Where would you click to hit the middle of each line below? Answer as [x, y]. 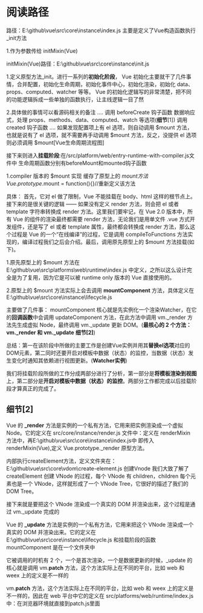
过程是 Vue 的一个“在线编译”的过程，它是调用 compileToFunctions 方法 [99, 234]
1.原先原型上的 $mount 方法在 [43, 262]
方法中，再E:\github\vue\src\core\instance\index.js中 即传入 [80, 440]
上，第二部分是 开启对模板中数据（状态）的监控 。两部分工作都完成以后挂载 [99, 381]
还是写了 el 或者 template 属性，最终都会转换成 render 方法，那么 [108, 226]
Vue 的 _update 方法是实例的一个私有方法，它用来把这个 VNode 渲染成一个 [100, 524]
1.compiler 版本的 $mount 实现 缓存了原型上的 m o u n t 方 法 [77, 176]
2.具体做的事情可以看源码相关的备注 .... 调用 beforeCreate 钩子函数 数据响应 [101, 112]
